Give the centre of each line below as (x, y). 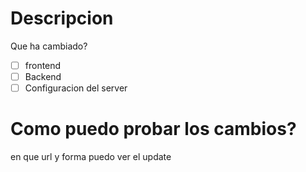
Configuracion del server (76, 88)
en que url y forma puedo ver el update (91, 157)
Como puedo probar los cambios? (153, 129)
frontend (43, 65)
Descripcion (62, 18)
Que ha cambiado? (49, 46)
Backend (43, 76)
